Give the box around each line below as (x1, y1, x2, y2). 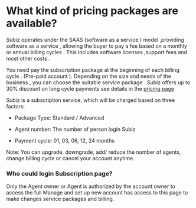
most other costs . (6, 55, 50, 62)
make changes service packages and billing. (6, 196, 115, 203)
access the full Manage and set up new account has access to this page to (6, 189, 188, 196)
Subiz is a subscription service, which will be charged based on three (6, 96, 175, 104)
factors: (6, 103, 25, 110)
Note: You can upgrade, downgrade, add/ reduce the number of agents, (6, 148, 181, 156)
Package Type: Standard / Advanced (14, 114, 104, 121)
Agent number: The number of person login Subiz (14, 126, 136, 133)
